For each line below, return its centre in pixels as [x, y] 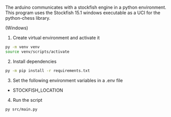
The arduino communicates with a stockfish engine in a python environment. [86, 7]
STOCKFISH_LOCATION [38, 90]
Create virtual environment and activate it [56, 38]
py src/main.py [21, 109]
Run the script [27, 100]
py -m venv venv [22, 47]
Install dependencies [35, 61]
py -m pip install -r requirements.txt [48, 70]
